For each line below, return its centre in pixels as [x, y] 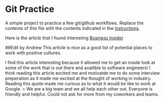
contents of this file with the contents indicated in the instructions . [73, 28]
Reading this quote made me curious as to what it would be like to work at [81, 84]
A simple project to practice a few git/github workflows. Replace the [74, 23]
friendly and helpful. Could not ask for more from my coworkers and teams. [82, 94]
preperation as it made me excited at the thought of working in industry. [78, 78]
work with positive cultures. [33, 53]
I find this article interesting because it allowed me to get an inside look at [80, 62]
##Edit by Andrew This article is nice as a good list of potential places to [79, 47]
